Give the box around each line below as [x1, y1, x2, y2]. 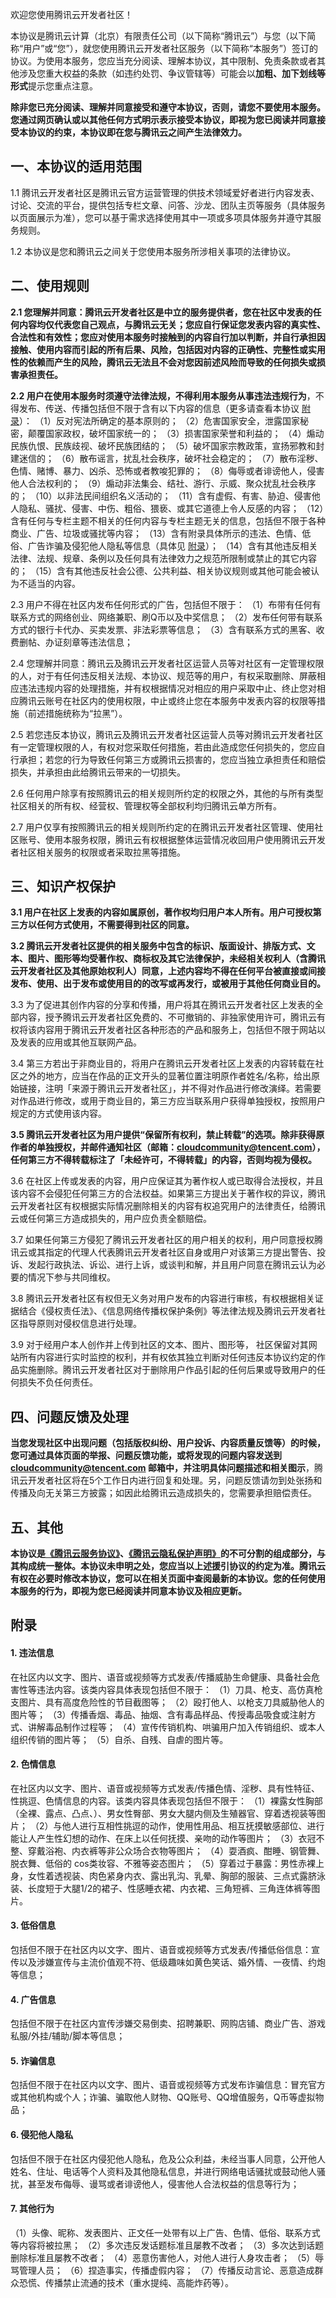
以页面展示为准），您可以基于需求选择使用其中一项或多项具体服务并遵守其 [10, 211, 313, 223]
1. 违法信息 [10, 1647, 55, 1659]
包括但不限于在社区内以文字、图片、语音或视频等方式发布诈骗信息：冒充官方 [10, 2079, 326, 2091]
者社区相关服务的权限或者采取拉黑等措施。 [10, 846, 186, 858]
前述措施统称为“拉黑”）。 [27, 707, 128, 719]
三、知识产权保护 [10, 878, 116, 895]
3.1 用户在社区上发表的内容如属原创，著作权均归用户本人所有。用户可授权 [10, 906, 313, 918]
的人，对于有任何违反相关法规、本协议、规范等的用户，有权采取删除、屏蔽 [10, 669, 317, 682]
